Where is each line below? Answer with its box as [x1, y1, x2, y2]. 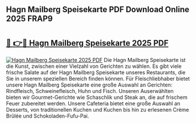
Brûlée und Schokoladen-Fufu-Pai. [6, 112, 89, 119]
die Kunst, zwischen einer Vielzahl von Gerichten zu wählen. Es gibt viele [6, 63, 182, 70]
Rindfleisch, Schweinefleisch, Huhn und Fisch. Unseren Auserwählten [6, 88, 174, 94]
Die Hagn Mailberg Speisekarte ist [104, 57, 186, 63]
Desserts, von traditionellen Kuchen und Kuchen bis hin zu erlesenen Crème [6, 106, 190, 113]
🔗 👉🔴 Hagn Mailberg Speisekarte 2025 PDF [6, 38, 169, 48]
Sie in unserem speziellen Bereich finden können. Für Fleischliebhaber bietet [6, 75, 190, 82]
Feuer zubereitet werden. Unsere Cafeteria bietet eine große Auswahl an [6, 100, 181, 107]
